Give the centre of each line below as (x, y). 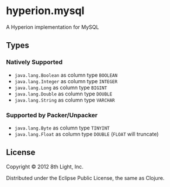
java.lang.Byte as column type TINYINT (62, 128)
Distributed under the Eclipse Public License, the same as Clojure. (85, 178)
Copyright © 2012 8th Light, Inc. (45, 166)
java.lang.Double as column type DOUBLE (63, 93)
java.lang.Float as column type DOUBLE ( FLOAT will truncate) (86, 134)
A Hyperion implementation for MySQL (53, 27)
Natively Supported (34, 62)
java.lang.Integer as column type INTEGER (66, 81)
